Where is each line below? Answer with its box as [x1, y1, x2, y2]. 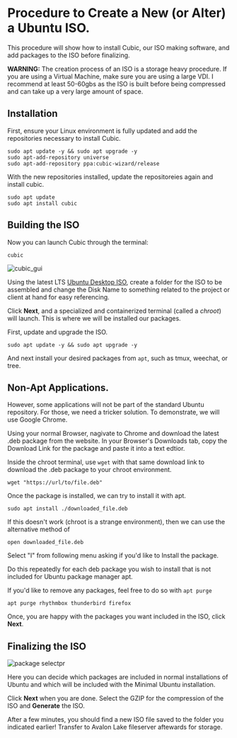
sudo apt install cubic [7, 200, 78, 207]
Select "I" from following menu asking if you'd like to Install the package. [7, 551, 219, 560]
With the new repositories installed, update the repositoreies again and [7, 172, 214, 181]
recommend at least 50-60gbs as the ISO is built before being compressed [7, 79, 226, 88]
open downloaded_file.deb [7, 539, 83, 546]
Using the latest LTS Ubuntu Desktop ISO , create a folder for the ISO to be [7, 277, 223, 286]
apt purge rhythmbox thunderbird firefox [7, 600, 132, 607]
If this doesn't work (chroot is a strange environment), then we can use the [7, 518, 225, 526]
